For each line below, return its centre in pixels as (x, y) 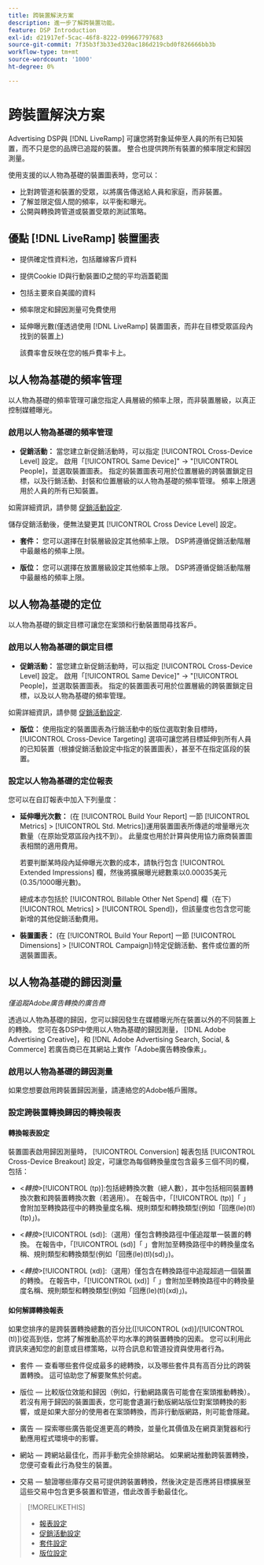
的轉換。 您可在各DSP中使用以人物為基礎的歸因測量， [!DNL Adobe (117, 1029)
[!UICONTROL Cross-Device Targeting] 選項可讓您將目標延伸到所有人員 (135, 738)
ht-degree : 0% (31, 67)
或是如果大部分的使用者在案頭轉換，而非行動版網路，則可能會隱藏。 (143, 1412)
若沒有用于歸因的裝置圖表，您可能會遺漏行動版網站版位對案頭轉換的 (130, 1402)
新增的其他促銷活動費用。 (61, 919)
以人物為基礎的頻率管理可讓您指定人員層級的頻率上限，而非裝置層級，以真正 (132, 400)
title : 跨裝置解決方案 (41, 15)
